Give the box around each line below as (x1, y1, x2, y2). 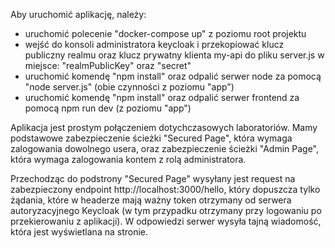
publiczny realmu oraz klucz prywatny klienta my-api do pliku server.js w (24, 49, 325, 61)
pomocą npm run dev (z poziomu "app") (24, 102, 192, 114)
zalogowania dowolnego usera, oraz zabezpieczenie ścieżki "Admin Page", (10, 143, 320, 154)
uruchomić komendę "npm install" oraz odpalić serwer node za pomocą (24, 70, 322, 82)
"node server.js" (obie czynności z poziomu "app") (24, 81, 235, 93)
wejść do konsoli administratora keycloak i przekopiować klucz (24, 39, 285, 50)
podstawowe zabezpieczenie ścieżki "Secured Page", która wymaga (10, 132, 293, 144)
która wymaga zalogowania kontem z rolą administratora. (10, 154, 247, 165)
